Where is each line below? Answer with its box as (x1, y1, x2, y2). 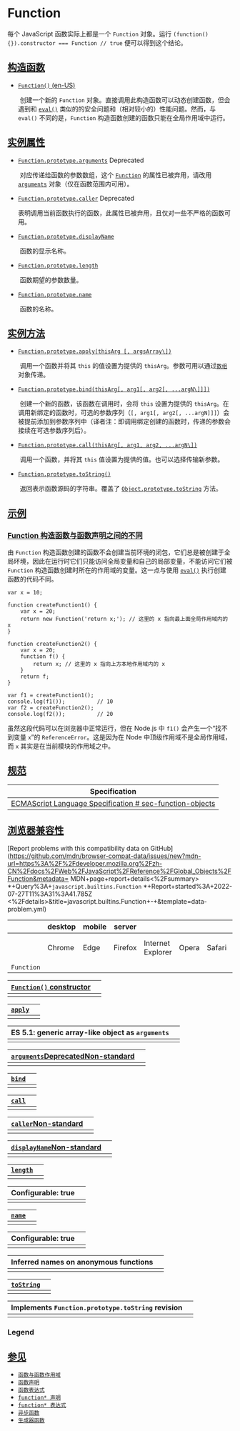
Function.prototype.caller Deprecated (17, 194, 134, 202)
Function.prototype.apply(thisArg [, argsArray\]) (17, 348, 172, 355)
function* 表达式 (17, 1402, 66, 1409)
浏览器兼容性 (7, 824, 64, 837)
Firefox (113, 942, 137, 952)
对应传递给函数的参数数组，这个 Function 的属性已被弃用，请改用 (19, 170, 212, 179)
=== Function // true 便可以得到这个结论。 (58, 38, 187, 47)
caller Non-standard (11, 1118, 84, 1128)
